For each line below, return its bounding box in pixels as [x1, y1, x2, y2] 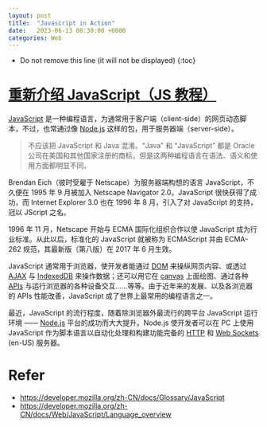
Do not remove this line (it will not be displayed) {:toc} [19, 56, 196, 65]
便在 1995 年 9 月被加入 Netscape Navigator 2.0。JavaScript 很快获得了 [14, 188, 250, 198]
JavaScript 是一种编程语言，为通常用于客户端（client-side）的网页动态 [8, 114, 240, 123]
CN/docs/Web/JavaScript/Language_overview [19, 409, 172, 419]
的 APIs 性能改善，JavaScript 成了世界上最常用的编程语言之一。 [8, 292, 217, 301]
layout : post [8, 11, 52, 20]
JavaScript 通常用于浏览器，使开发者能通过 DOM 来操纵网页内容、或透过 [8, 261, 247, 271]
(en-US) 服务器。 [8, 338, 65, 347]
